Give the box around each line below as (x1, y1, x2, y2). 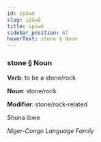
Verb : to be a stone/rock (7, 73, 76, 82)
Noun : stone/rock (7, 87, 57, 95)
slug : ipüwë (7, 16, 41, 23)
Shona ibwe (7, 114, 40, 122)
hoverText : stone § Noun (7, 36, 78, 43)
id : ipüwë (7, 10, 35, 17)
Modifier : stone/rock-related (7, 100, 88, 108)
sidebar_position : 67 (7, 29, 69, 36)
